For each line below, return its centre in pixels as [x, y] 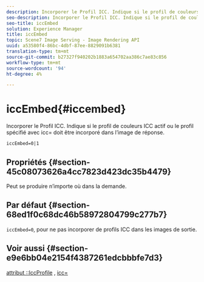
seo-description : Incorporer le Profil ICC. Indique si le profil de [96, 18]
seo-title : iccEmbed [32, 23]
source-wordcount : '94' [36, 68]
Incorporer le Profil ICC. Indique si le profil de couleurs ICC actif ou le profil [100, 126]
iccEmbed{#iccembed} [66, 109]
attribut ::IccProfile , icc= [37, 272]
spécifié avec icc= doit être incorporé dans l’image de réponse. [86, 133]
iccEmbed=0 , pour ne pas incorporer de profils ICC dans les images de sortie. [102, 229]
